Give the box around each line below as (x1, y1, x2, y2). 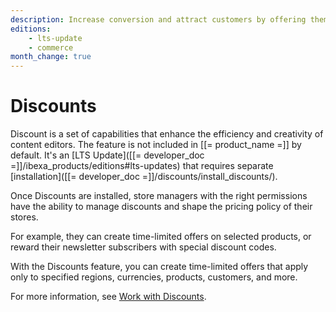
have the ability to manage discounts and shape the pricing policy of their (10, 201, 313, 213)
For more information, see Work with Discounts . (10, 291, 207, 303)
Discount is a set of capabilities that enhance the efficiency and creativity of (10, 128, 324, 140)
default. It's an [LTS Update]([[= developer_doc (10, 149, 205, 161)
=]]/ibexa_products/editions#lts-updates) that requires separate (10, 160, 274, 172)
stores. (10, 211, 39, 223)
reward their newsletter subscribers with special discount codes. (10, 241, 277, 253)
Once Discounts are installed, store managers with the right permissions (10, 190, 308, 202)
